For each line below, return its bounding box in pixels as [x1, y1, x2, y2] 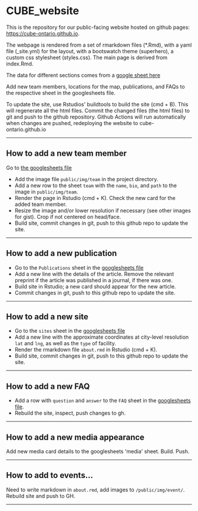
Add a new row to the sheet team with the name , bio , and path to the [14, 182, 177, 189]
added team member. [14, 201, 67, 208]
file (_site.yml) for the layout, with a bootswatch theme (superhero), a [6, 47, 174, 54]
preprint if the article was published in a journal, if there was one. [14, 276, 173, 284]
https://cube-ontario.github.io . [6, 30, 80, 37]
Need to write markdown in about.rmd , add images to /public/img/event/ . [6, 486, 185, 493]
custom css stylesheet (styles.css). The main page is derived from [6, 54, 168, 61]
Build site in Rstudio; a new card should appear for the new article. [14, 283, 176, 290]
